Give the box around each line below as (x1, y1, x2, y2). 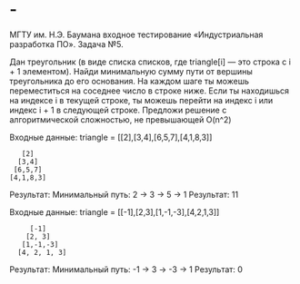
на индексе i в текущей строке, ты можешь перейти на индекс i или (9, 94, 274, 105)
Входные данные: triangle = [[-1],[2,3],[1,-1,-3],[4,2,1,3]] (9, 206, 220, 217)
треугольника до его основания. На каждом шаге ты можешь (9, 75, 250, 86)
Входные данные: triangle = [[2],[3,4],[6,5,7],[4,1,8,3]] (9, 132, 213, 142)
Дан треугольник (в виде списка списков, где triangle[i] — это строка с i (9, 56, 291, 67)
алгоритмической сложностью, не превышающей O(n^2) (9, 113, 232, 125)
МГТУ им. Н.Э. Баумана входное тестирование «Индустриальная (9, 29, 264, 40)
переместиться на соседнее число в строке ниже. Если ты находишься (9, 85, 289, 96)
